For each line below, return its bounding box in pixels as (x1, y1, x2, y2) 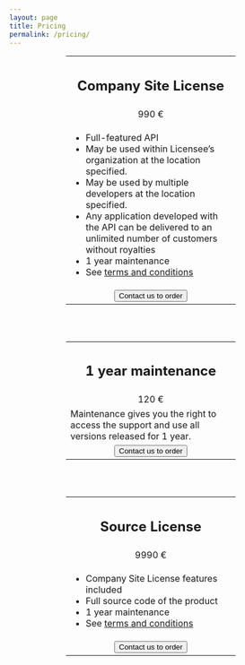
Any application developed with (84, 210, 218, 222)
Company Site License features (84, 572, 218, 584)
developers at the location (84, 187, 196, 200)
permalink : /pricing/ (9, 30, 91, 39)
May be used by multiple (84, 176, 189, 188)
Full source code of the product (84, 594, 218, 607)
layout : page (9, 13, 58, 22)
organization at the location (84, 153, 201, 166)
